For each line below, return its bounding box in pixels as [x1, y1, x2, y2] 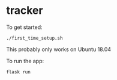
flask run [6, 69, 31, 75]
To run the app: [6, 57, 44, 64]
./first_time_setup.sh [6, 35, 63, 41]
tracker [6, 4, 43, 17]
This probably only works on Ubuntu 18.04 [6, 46, 112, 53]
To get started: [6, 23, 43, 31]
